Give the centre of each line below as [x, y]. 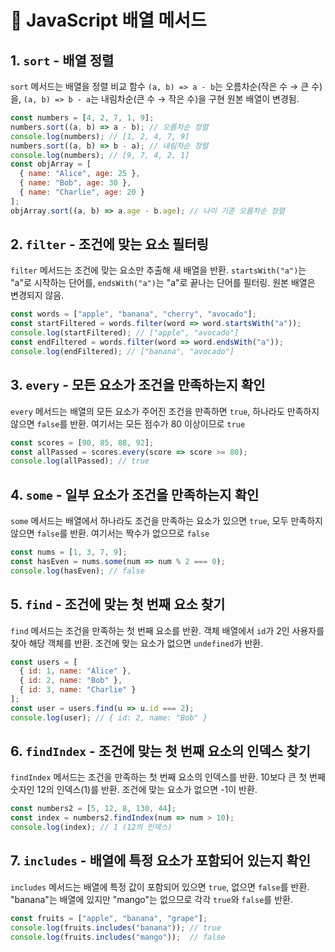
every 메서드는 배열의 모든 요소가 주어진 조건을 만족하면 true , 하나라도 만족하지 [165, 411]
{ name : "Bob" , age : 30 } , [75, 183]
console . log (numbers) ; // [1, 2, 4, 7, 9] [100, 136]
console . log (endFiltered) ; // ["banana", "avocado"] [122, 351]
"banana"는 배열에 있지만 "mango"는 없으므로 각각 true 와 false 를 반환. [151, 899]
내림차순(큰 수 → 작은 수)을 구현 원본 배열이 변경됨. [200, 99]
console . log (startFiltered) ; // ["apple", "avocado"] [125, 333]
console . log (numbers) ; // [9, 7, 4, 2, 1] [100, 155]
